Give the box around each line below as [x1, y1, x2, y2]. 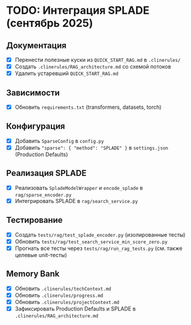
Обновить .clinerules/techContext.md [14, 285, 112, 292]
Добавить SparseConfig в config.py [14, 137, 104, 144]
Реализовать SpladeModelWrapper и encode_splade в [14, 184, 143, 191]
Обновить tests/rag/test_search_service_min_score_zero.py [14, 238, 168, 245]
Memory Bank [6, 269, 60, 279]
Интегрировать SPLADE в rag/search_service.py [14, 197, 138, 204]
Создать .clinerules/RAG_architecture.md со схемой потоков [14, 63, 171, 70]
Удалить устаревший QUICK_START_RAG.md [14, 70, 119, 77]
